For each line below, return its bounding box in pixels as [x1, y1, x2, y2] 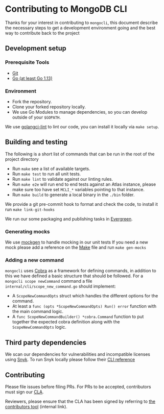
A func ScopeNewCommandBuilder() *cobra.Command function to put [12, 314, 144, 319]
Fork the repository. [12, 98, 52, 104]
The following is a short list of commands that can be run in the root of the [5, 151, 155, 157]
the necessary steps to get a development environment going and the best [5, 24, 156, 30]
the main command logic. [12, 309, 64, 315]
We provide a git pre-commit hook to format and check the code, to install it [5, 201, 158, 207]
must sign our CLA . [5, 389, 44, 395]
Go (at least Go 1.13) [12, 75, 53, 81]
